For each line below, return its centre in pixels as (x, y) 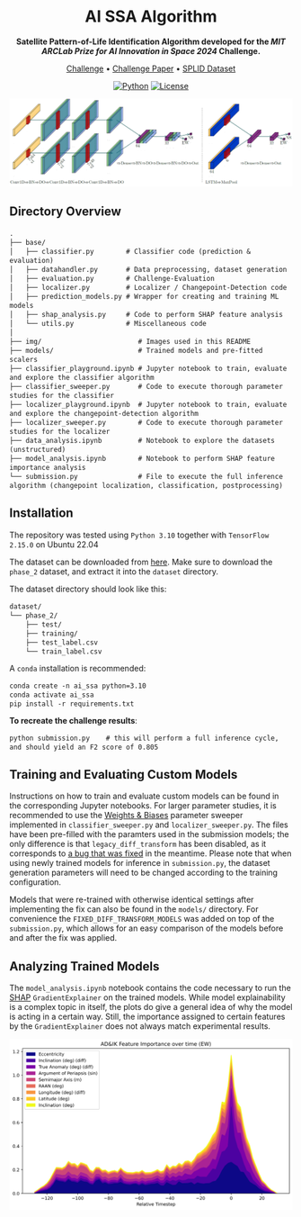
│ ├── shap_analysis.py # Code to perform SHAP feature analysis (146, 314)
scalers (24, 359)
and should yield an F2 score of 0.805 (84, 747)
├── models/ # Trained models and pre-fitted (136, 350)
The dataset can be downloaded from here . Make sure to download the (141, 562)
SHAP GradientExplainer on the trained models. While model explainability (147, 997)
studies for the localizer (60, 431)
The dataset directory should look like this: (88, 589)
